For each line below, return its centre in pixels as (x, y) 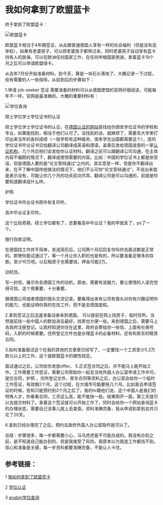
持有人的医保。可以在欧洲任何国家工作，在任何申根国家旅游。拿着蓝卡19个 (80, 57)
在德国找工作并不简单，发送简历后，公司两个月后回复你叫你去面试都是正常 (79, 249)
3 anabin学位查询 (22, 497)
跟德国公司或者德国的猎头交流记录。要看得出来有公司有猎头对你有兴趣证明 (79, 299)
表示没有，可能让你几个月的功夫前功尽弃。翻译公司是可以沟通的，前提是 (81, 175)
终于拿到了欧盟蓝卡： (26, 24)
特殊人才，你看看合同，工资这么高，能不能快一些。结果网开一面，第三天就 (79, 396)
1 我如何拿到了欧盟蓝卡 (28, 477)
